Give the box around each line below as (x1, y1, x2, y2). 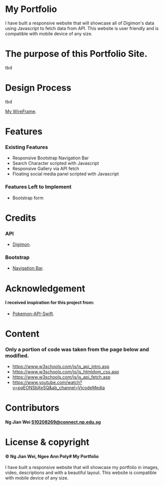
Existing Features (5, 143, 48, 150)
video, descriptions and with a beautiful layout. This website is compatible (5, 470, 157, 476)
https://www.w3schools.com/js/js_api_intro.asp (12, 364, 109, 370)
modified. (5, 352, 29, 359)
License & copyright (5, 437, 89, 448)
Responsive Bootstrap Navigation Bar (12, 155, 89, 161)
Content (5, 328, 40, 339)
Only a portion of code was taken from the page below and (5, 346, 149, 353)
